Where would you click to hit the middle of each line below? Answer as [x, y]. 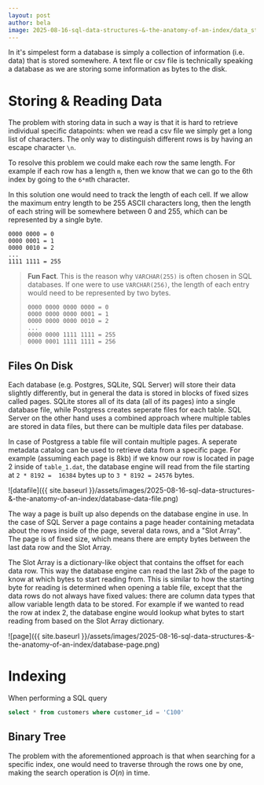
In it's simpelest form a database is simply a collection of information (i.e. [126, 53]
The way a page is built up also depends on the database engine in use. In [128, 514]
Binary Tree [37, 737]
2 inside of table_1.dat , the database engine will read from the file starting [129, 467]
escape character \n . [42, 148]
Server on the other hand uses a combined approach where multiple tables [130, 418]
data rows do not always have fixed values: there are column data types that [132, 596]
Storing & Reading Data [85, 101]
